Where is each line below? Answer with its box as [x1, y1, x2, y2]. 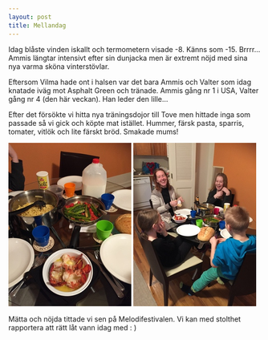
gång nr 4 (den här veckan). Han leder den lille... [8, 94, 169, 103]
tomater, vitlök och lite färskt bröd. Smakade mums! [8, 127, 179, 136]
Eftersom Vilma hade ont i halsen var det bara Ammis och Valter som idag [8, 77, 251, 87]
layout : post [8, 13, 52, 21]
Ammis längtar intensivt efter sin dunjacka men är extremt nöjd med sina [8, 53, 248, 63]
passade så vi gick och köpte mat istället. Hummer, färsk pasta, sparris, [8, 118, 245, 127]
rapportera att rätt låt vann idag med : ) [8, 322, 137, 332]
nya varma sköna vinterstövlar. [8, 61, 110, 71]
